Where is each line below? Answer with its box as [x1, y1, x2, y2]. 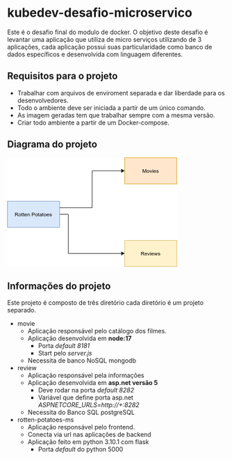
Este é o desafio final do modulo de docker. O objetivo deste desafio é [7, 28, 208, 36]
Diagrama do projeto [7, 138, 97, 150]
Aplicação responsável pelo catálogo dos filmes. [27, 327, 167, 335]
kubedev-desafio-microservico [7, 5, 192, 21]
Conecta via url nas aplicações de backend [27, 430, 151, 439]
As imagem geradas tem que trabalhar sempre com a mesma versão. [17, 111, 215, 119]
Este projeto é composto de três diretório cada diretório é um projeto [7, 299, 204, 307]
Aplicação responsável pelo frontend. [27, 423, 135, 431]
